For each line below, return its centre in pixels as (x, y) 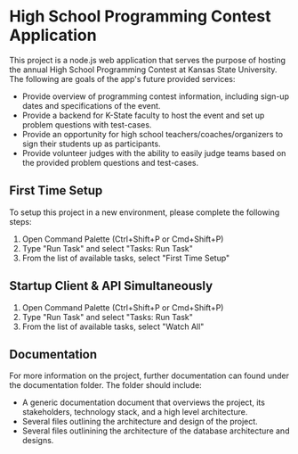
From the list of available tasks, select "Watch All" (113, 326)
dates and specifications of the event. (91, 105)
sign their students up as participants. (92, 144)
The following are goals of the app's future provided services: (122, 78)
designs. (38, 441)
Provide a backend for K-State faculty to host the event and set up (143, 115)
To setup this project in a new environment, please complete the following (145, 212)
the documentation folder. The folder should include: (105, 385)
